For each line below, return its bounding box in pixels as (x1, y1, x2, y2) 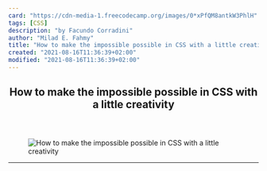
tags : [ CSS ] (8, 19, 48, 27)
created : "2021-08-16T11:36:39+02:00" (8, 49, 137, 56)
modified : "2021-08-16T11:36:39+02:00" (8, 56, 141, 64)
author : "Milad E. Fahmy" (8, 33, 94, 42)
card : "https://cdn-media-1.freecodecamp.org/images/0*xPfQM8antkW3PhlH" (8, 11, 258, 20)
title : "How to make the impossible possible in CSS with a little (8, 41, 237, 49)
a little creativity (92, 98, 175, 111)
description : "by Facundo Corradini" (8, 26, 133, 34)
